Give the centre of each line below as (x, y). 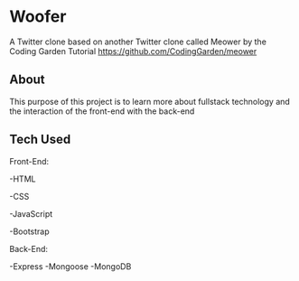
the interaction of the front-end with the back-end (102, 111)
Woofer (38, 17)
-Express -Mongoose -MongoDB (70, 266)
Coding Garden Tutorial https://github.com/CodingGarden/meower (133, 51)
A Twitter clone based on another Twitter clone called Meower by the (138, 42)
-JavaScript (31, 213)
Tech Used (40, 140)
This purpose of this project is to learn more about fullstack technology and (150, 101)
